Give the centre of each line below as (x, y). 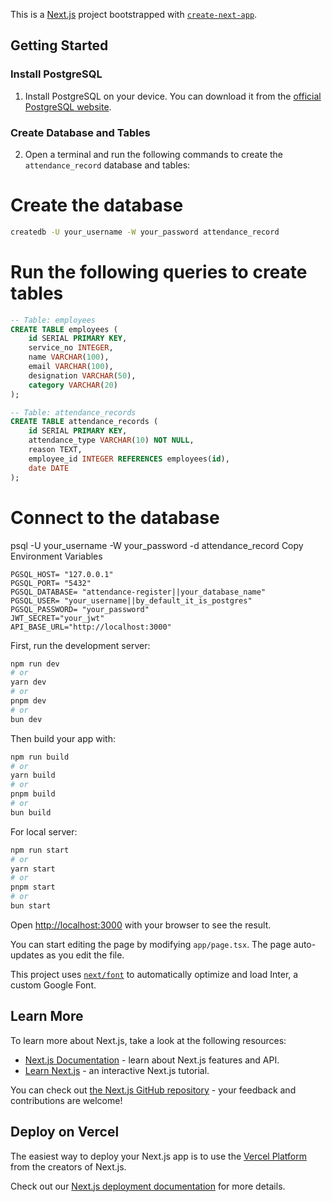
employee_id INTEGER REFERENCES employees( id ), (129, 459)
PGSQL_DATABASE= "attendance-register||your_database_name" (138, 592)
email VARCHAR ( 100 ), (71, 367)
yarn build (33, 775)
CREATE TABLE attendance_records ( (84, 422)
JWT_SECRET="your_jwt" (57, 618)
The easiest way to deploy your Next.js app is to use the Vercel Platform (159, 1156)
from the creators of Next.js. (68, 1166)
